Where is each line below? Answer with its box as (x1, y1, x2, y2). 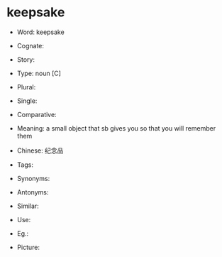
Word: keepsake (16, 28, 65, 36)
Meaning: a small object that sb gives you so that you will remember (16, 124, 216, 132)
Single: (16, 97, 38, 105)
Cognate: (16, 41, 44, 50)
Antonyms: (16, 187, 49, 196)
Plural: (16, 82, 36, 91)
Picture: (16, 243, 40, 251)
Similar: (16, 202, 40, 210)
